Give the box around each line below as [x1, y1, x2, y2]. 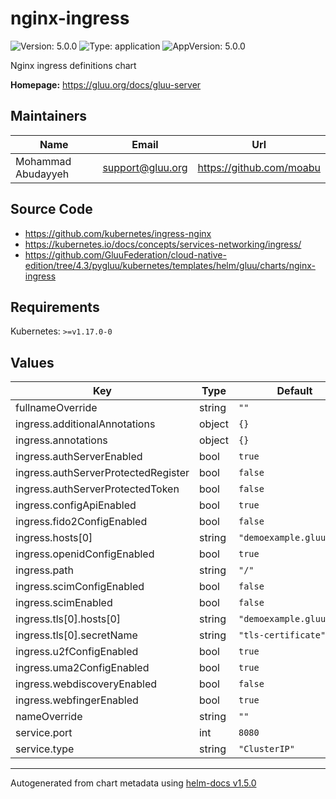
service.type [15, 742, 75, 756]
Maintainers [10, 108, 88, 125]
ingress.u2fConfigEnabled [15, 645, 139, 659]
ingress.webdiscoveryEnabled [15, 677, 158, 691]
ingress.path [15, 563, 75, 577]
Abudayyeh [15, 167, 70, 181]
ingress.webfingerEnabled [15, 693, 139, 707]
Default [276, 384, 313, 398]
